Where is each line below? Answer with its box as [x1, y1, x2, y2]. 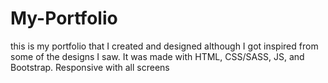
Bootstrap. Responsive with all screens [10, 61, 170, 73]
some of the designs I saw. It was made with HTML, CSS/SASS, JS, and [10, 50, 305, 62]
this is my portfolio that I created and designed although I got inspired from [10, 40, 319, 52]
